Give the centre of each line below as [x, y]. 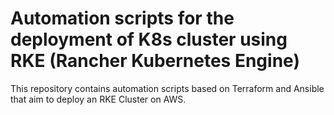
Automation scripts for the [122, 18]
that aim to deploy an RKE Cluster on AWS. [98, 99]
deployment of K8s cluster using [149, 39]
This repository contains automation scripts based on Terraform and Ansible [167, 88]
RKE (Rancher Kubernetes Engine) [155, 61]
